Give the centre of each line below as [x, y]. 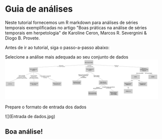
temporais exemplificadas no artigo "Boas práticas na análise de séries [76, 27]
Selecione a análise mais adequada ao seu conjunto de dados [67, 57]
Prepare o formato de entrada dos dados [46, 107]
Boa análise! [24, 132]
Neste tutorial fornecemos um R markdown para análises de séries [72, 22]
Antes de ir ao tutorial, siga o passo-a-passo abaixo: [57, 47]
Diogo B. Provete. [23, 38]
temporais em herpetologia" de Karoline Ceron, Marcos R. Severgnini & [76, 33]
